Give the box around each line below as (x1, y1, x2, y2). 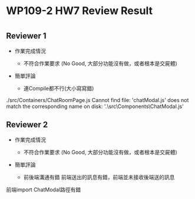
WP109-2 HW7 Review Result (6, 4, 153, 18)
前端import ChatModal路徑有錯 (6, 186, 81, 193)
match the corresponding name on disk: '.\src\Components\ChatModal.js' (6, 103, 184, 110)
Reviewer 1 (6, 31, 47, 41)
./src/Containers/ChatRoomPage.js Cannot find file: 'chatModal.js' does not (6, 96, 189, 103)
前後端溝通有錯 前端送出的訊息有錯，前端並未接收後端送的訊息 (23, 173, 175, 180)
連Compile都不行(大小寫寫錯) (23, 85, 94, 92)
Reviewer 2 (6, 120, 48, 130)
